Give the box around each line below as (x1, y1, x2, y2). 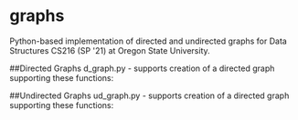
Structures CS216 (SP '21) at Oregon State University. (9, 45, 210, 55)
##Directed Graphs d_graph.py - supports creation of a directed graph (9, 63, 275, 74)
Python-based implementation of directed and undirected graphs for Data (9, 35, 288, 46)
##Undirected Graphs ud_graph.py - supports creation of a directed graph (9, 90, 290, 101)
